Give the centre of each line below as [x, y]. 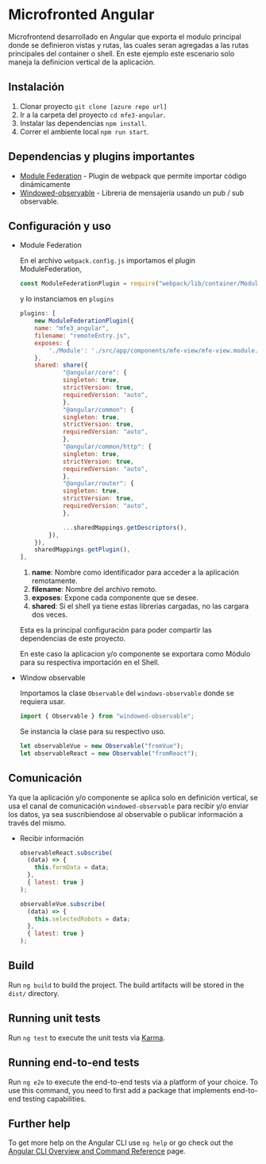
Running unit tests [54, 1019]
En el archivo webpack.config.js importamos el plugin [108, 261]
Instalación [37, 87]
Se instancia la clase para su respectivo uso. [93, 731]
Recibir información [52, 838]
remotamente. [54, 581]
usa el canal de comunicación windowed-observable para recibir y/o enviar [129, 806]
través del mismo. [37, 823]
